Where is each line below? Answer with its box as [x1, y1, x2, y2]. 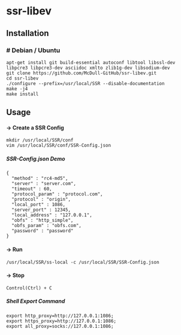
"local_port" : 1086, [11, 202, 66, 208]
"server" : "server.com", [11, 181, 77, 187]
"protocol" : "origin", [11, 197, 71, 203]
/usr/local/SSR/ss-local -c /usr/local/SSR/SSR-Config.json [6, 259, 160, 265]
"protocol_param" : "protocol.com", [11, 191, 103, 197]
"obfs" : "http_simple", [11, 218, 74, 224]
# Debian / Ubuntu [6, 46, 61, 55]
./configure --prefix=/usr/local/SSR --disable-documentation [6, 80, 165, 86]
